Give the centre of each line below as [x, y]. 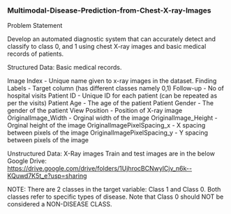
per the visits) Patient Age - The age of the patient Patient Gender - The [111, 103]
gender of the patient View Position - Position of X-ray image [95, 111]
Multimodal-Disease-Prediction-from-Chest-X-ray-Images [109, 10]
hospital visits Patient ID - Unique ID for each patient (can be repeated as [112, 95]
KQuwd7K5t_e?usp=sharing [47, 176]
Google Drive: [27, 161]
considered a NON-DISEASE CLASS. [60, 204]
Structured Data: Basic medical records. [65, 68]
